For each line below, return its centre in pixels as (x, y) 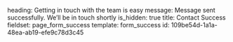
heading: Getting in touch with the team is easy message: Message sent (111, 10)
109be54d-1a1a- (194, 25)
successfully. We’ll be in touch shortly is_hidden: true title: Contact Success (116, 17)
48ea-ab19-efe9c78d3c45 (46, 32)
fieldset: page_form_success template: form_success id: (88, 25)
